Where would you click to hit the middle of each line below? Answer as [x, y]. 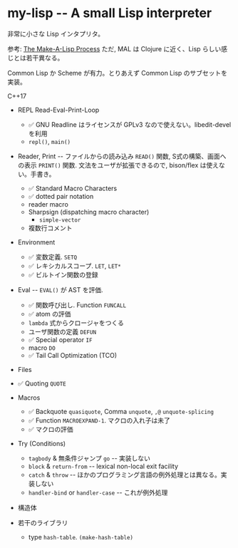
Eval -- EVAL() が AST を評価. [60, 289]
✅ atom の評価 [50, 314]
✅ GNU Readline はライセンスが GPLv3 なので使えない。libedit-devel [130, 124]
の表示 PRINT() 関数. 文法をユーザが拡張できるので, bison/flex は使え [118, 165]
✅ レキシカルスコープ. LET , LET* [74, 266]
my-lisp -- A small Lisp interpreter [110, 13]
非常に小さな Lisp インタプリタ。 [56, 33]
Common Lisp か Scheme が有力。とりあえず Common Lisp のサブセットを [118, 73]
